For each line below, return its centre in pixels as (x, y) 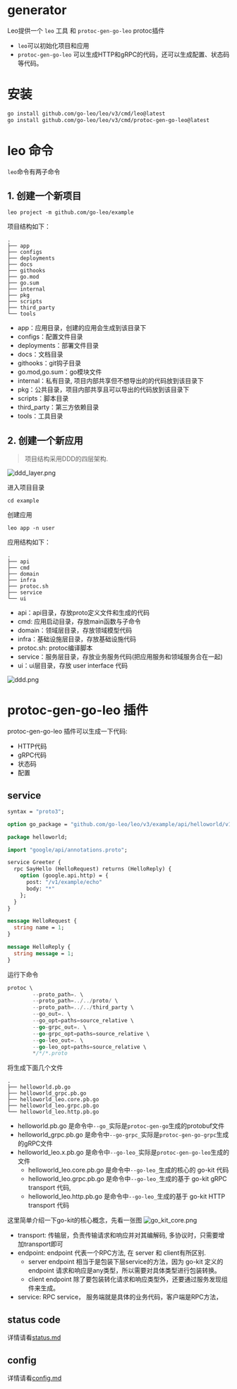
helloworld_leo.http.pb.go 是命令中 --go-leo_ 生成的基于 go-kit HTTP (127, 1196)
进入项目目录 (26, 487)
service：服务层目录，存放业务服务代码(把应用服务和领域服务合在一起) (120, 657)
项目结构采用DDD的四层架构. (66, 459)
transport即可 (43, 1244)
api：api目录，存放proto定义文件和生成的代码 (84, 613)
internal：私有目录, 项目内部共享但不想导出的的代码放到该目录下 (111, 381)
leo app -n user (31, 528)
